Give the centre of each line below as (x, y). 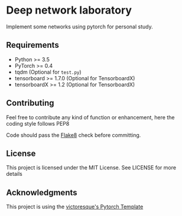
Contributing (30, 103)
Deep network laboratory (69, 10)
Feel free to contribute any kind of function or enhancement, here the (90, 117)
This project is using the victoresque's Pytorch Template (75, 207)
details (14, 174)
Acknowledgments (42, 192)
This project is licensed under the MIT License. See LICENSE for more (91, 168)
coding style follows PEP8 (38, 123)
